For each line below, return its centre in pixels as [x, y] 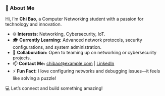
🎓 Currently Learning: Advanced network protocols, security [77, 40]
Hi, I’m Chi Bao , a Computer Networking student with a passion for [74, 19]
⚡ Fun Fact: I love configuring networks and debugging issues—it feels [86, 71]
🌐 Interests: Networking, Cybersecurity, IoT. [59, 34]
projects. [22, 58]
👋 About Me [20, 8]
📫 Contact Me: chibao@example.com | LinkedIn [63, 64]
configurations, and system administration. [57, 47]
